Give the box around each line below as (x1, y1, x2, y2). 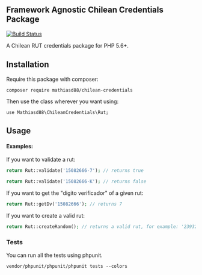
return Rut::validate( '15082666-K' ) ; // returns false (6, 179, 147, 185)
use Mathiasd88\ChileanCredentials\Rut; (6, 109, 109, 115)
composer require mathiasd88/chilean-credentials (6, 87, 133, 93)
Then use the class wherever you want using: (6, 98, 119, 105)
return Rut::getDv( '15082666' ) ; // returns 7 (6, 201, 122, 207)
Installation (6, 60, 49, 70)
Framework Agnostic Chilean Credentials (6, 5, 164, 15)
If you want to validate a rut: (6, 156, 76, 163)
